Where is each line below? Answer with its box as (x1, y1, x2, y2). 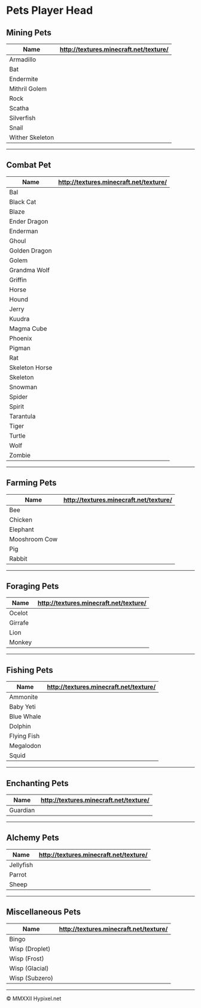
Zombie (9, 451, 31, 459)
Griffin (9, 275, 27, 284)
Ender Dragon (9, 217, 48, 225)
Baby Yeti (9, 703, 36, 711)
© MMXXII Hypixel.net (6, 995, 62, 1002)
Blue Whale (9, 712, 41, 721)
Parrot (9, 870, 27, 878)
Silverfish (9, 114, 36, 122)
